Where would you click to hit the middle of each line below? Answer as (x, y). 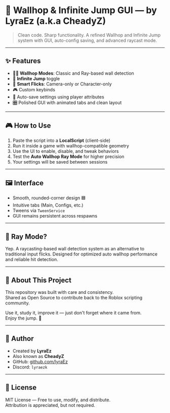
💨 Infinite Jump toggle (36, 78)
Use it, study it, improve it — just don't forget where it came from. (73, 313)
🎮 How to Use (28, 126)
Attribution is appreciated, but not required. (50, 405)
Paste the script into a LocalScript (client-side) (61, 140)
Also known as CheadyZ (38, 356)
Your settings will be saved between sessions (60, 162)
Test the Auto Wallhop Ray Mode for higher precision (69, 157)
